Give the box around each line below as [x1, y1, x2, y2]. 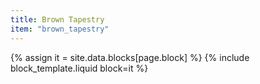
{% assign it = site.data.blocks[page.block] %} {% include [10, 51, 250, 63]
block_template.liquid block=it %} [10, 62, 149, 74]
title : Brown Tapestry [10, 14, 105, 25]
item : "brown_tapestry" [10, 24, 110, 34]
